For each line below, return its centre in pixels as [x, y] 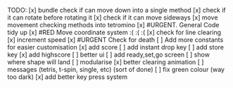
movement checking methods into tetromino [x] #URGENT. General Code [113, 25]
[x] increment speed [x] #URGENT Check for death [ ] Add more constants [115, 40]
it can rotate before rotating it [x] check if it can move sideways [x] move [113, 17]
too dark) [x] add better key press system [68, 77]
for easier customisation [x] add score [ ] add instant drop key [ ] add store [115, 47]
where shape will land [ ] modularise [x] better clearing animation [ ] [106, 62]
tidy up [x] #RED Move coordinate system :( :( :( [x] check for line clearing [114, 32]
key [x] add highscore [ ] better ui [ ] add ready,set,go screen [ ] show [108, 54]
